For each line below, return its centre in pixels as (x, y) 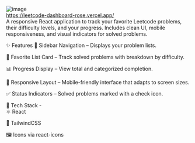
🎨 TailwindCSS (24, 123)
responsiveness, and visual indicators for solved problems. (77, 34)
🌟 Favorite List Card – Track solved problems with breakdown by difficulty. (95, 57)
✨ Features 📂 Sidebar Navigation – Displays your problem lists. (81, 45)
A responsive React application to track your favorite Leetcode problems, (94, 21)
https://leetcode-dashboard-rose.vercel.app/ (60, 15)
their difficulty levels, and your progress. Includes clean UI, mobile (86, 28)
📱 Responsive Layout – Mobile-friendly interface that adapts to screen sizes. (98, 82)
